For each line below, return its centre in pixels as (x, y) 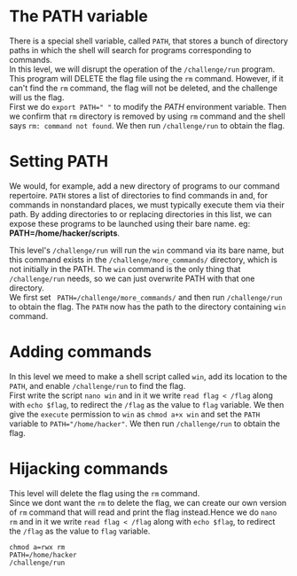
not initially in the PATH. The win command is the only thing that (125, 269)
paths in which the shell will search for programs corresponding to (130, 50)
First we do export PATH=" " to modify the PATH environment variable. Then (148, 106)
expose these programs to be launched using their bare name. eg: (130, 223)
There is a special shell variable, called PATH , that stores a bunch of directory (148, 41)
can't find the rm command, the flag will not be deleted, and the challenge (143, 88)
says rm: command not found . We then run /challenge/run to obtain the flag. (147, 125)
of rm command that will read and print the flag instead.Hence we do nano (143, 512)
